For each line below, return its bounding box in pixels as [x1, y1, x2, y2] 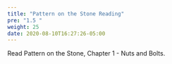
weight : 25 [7, 23, 39, 30]
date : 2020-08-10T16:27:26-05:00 [7, 30, 106, 37]
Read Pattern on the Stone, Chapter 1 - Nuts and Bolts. [7, 49, 166, 58]
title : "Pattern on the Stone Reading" [7, 10, 125, 18]
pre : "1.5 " [7, 17, 42, 24]
